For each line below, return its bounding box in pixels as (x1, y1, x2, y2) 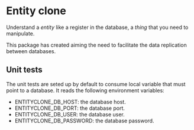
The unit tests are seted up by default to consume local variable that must (6, 80, 186, 87)
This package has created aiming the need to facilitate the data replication (6, 41, 187, 48)
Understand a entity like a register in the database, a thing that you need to (6, 24, 189, 31)
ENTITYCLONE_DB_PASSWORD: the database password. (14, 117, 154, 124)
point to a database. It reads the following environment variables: (6, 87, 164, 94)
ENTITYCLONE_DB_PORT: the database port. (14, 105, 125, 112)
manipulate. (6, 30, 35, 37)
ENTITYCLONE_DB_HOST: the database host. (14, 98, 126, 105)
